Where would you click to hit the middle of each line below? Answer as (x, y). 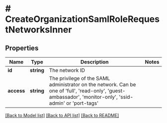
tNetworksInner (39, 30)
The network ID (67, 70)
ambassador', (65, 97)
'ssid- (126, 97)
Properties (22, 48)
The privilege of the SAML (80, 78)
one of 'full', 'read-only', (78, 91)
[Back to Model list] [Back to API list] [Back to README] (62, 115)
